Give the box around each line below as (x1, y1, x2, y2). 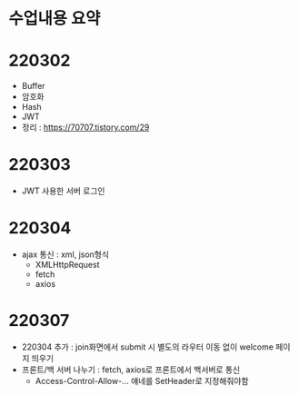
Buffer (21, 81, 46, 92)
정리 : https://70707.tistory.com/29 (21, 122, 150, 133)
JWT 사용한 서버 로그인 (21, 185, 105, 196)
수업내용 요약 (8, 8, 101, 29)
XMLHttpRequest (35, 260, 100, 270)
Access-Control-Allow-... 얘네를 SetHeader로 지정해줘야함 (35, 375, 249, 386)
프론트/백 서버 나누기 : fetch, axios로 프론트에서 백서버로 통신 (21, 364, 241, 375)
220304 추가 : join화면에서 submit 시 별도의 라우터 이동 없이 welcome (21, 341, 274, 352)
